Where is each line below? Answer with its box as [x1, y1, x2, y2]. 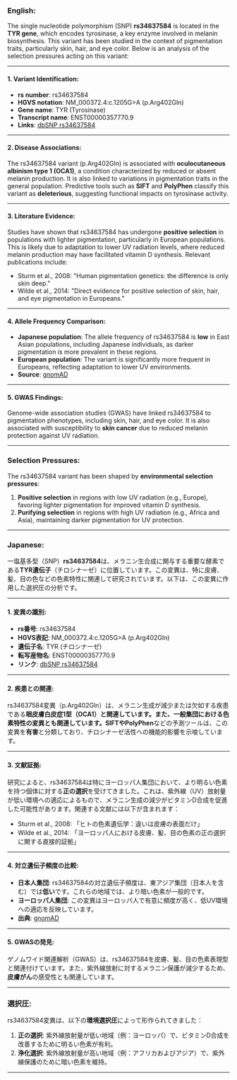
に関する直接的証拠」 [17, 837, 80, 846]
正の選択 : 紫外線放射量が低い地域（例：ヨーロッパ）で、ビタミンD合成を [17, 1031, 230, 1040]
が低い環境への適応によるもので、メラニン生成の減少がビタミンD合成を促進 [7, 795, 228, 804]
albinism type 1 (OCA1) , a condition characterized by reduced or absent [7, 166, 217, 175]
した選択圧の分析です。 [13, 583, 81, 592]
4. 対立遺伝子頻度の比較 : [7, 861, 79, 870]
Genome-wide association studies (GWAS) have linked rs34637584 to [7, 409, 212, 418]
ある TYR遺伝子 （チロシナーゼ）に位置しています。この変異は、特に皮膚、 [7, 565, 224, 574]
